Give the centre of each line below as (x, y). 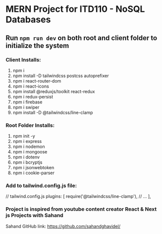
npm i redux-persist (33, 96)
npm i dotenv (26, 157)
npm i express (27, 141)
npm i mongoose (30, 152)
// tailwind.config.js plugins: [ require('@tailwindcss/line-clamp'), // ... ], (78, 196)
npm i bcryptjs (27, 162)
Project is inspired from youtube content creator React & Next (81, 209)
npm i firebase (27, 102)
